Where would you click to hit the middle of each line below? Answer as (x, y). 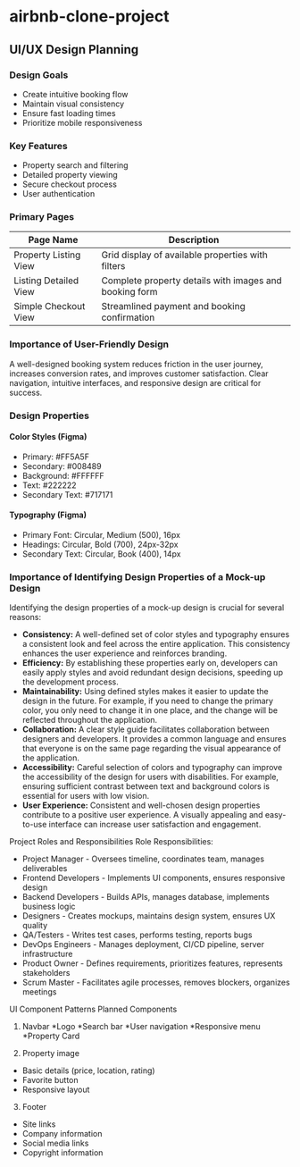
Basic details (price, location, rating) (88, 1070)
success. (26, 392)
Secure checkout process (70, 184)
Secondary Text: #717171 (67, 494)
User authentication (58, 194)
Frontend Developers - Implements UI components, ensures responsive (154, 878)
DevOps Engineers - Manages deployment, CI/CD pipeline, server (143, 945)
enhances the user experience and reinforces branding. (125, 653)
